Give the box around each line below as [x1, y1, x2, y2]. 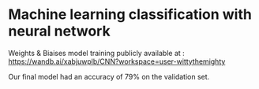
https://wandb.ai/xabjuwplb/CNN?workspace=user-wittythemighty [8, 57, 226, 66]
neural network [8, 22, 111, 40]
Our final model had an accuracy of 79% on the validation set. [8, 72, 210, 81]
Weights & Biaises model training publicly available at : [8, 48, 186, 57]
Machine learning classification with [8, 6, 253, 24]
